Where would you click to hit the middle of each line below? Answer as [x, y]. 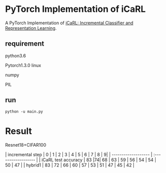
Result [19, 131]
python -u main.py [24, 112]
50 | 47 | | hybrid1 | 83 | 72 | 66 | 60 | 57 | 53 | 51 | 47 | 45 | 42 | [70, 165]
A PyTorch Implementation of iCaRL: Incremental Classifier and [69, 23]
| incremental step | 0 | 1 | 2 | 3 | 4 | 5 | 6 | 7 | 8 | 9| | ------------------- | [79, 154]
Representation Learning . [31, 28]
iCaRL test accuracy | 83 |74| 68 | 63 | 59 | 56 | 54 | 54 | [99, 160]
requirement [25, 44]
